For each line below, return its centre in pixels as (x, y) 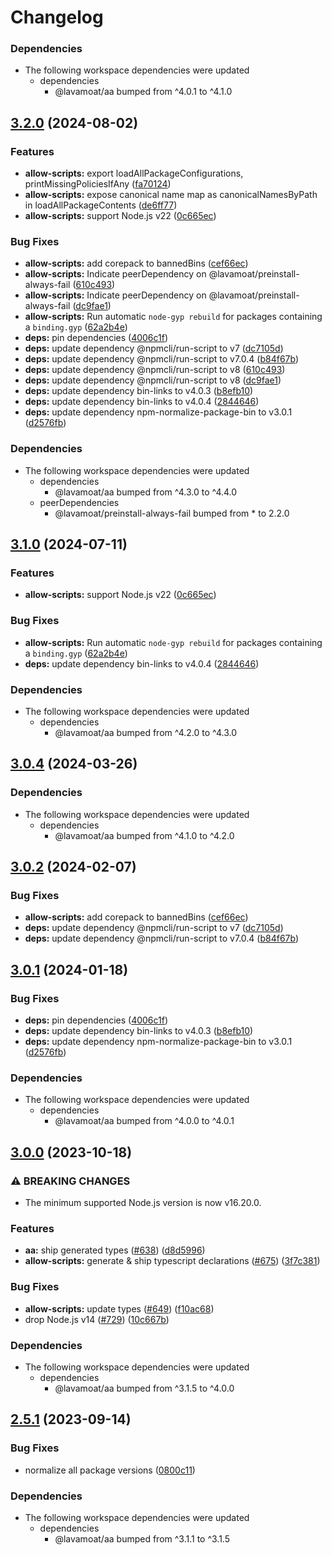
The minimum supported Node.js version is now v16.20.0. (143, 1203)
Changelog (57, 17)
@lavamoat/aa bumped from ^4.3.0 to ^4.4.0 (146, 492)
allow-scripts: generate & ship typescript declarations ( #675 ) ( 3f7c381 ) (172, 1261)
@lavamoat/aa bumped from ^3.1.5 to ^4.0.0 (144, 1388)
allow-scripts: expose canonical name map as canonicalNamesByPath (171, 195)
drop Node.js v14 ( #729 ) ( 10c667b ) (97, 1319)
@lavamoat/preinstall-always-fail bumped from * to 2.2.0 (172, 513)
